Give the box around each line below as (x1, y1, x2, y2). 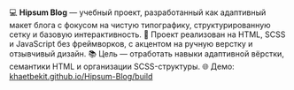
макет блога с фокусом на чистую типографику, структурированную (9, 20, 272, 30)
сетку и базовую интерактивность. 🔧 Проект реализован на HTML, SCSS (9, 29, 286, 40)
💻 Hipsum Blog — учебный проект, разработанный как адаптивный (9, 7, 267, 18)
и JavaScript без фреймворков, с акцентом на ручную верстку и (9, 39, 253, 49)
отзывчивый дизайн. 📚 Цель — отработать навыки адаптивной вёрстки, (9, 49, 285, 59)
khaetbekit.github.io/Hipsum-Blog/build (9, 71, 153, 81)
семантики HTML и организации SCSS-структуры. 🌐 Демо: (9, 61, 235, 71)
